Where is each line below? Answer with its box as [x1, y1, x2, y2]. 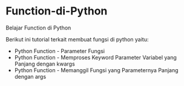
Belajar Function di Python [5, 24, 71, 31]
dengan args [14, 73, 47, 80]
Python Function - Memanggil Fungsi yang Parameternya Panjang [14, 66, 179, 73]
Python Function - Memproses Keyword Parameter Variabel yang [14, 54, 177, 61]
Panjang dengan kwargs [14, 60, 75, 67]
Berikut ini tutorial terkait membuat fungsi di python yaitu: [5, 35, 149, 43]
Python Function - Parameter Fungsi [14, 47, 105, 55]
